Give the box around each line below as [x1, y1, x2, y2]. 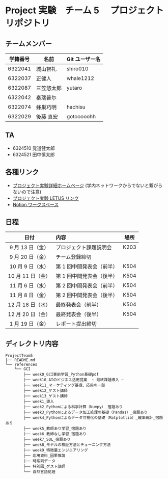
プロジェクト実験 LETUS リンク [12, 195, 79, 201]
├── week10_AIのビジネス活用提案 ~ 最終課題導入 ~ [23, 378, 124, 383]
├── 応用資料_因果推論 [23, 453, 66, 459]
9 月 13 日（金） [9, 244, 49, 251]
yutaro [66, 85, 82, 91]
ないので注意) [12, 189, 42, 195]
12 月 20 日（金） [8, 311, 51, 318]
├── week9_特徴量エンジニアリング [23, 448, 88, 453]
